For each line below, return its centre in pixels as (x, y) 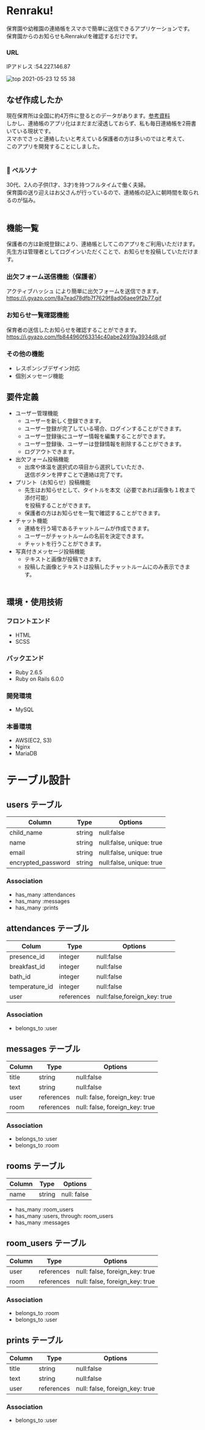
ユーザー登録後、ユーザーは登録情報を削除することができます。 (104, 443)
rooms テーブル (36, 1166)
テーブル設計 (38, 780)
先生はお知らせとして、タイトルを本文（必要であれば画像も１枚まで (110, 490)
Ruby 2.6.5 (29, 672)
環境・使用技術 (35, 602)
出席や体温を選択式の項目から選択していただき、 (86, 467)
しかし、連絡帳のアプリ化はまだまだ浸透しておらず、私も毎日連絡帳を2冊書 (102, 123)
